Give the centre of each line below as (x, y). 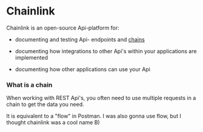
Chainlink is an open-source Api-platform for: (63, 28)
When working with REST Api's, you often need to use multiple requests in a (101, 98)
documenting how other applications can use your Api (82, 69)
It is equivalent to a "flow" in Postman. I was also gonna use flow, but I (94, 116)
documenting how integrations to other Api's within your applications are (106, 51)
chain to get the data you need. (45, 104)
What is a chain (29, 84)
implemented (32, 57)
